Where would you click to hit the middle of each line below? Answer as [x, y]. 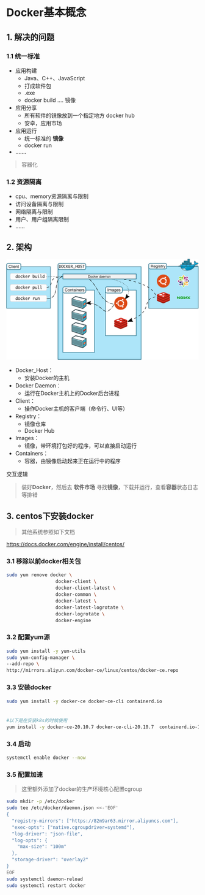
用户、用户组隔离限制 [42, 219]
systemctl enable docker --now [46, 758]
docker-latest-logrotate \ [89, 607]
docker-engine [73, 620]
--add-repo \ [23, 664]
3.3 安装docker [29, 687]
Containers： [32, 454]
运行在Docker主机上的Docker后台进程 [72, 394]
